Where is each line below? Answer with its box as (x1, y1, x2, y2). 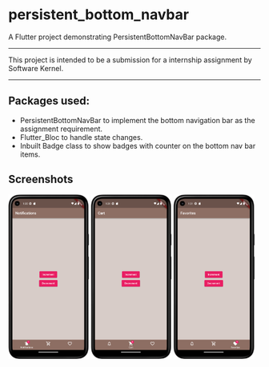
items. (19, 150, 41, 159)
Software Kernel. (8, 63, 64, 73)
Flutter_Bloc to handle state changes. (19, 132, 143, 142)
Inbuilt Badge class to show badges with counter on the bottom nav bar (19, 141, 256, 150)
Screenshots (8, 173, 74, 186)
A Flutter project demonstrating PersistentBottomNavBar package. (8, 32, 227, 42)
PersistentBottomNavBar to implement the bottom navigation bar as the (19, 115, 255, 125)
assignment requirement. (19, 124, 102, 134)
